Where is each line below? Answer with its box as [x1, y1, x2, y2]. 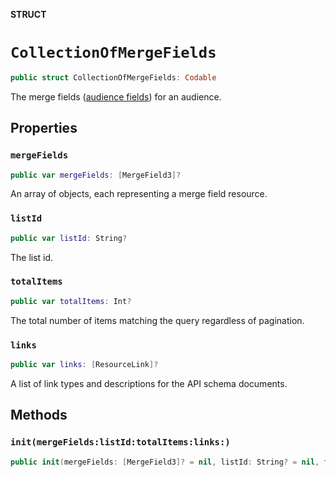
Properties [10, 120, 78, 137]
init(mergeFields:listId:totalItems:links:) [10, 437, 231, 448]
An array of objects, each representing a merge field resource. [10, 188, 268, 200]
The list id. [10, 251, 54, 263]
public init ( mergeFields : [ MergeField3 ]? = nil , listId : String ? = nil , [10, 457, 320, 467]
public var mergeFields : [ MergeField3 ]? [10, 170, 182, 180]
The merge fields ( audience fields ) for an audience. [10, 90, 222, 103]
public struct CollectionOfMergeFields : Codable [10, 72, 217, 83]
